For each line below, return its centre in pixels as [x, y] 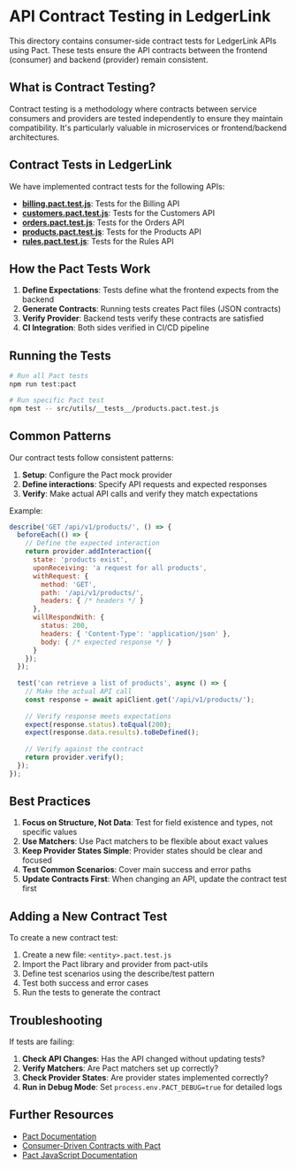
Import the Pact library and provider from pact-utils [115, 964]
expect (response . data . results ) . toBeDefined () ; [112, 732]
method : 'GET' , [69, 584]
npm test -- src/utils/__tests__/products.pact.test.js [114, 408]
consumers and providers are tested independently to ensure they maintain [146, 118]
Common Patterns [61, 436]
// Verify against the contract [84, 749]
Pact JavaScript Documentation [80, 1155]
